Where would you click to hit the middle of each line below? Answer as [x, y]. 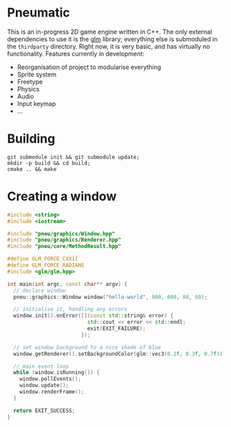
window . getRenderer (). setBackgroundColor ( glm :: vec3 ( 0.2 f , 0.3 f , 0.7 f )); [120, 354]
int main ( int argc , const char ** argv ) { [67, 284]
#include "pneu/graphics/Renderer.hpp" [64, 240]
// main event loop [41, 366]
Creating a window [62, 197]
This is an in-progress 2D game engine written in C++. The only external [110, 32]
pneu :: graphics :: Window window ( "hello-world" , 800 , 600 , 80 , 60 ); [110, 297]
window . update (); [44, 386]
